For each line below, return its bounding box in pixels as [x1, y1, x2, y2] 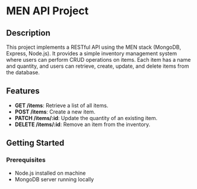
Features [6, 86, 40, 96]
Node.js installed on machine [14, 169, 86, 177]
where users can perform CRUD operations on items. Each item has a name [6, 56, 191, 63]
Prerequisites [6, 156, 46, 164]
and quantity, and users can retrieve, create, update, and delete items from [6, 62, 189, 70]
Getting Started [6, 138, 65, 148]
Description [6, 28, 50, 38]
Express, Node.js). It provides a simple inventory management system [6, 50, 177, 57]
